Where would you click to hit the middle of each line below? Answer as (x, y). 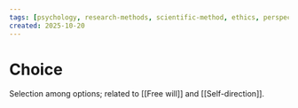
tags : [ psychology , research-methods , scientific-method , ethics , (134, 17)
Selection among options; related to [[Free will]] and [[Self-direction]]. (137, 94)
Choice (36, 69)
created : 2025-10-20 (47, 26)
